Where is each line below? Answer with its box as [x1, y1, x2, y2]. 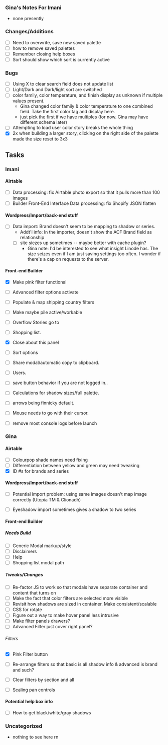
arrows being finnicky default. [12, 400, 75, 406]
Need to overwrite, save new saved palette [12, 39, 101, 45]
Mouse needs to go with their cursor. [12, 410, 89, 416]
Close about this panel [12, 339, 59, 345]
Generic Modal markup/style [12, 543, 72, 549]
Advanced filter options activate [12, 289, 79, 295]
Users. [12, 369, 27, 376]
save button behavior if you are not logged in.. [12, 380, 108, 386]
